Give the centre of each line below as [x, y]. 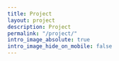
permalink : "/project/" [42, 33]
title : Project [30, 14]
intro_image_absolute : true [49, 40]
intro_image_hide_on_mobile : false [60, 46]
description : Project [39, 27]
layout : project [31, 20]
